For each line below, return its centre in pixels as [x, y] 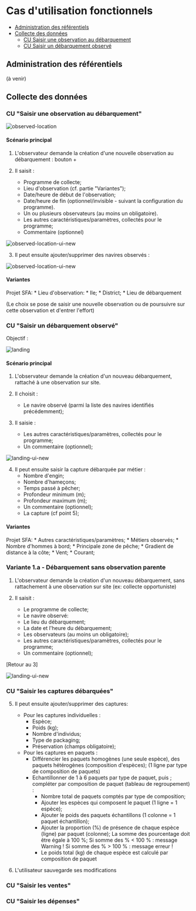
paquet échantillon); [65, 822]
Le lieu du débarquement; [55, 622]
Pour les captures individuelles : [62, 715]
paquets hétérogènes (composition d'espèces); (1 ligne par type [110, 765]
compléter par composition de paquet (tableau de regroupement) [111, 784]
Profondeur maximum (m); [55, 501]
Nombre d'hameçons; [50, 482]
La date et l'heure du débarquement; [68, 628]
